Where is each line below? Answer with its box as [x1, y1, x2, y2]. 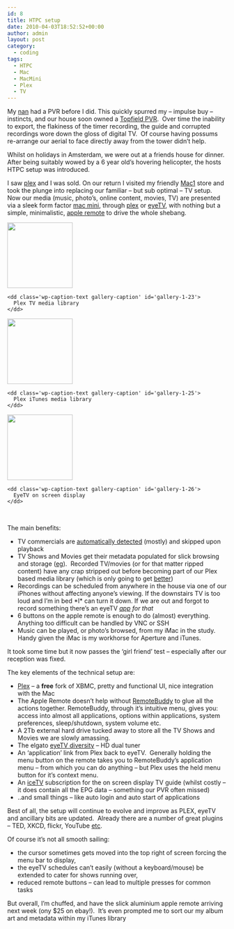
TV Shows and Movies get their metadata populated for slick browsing [17, 553, 219, 561]
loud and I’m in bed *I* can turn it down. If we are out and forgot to [17, 597, 210, 605]
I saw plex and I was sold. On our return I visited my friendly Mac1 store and [7, 179, 224, 187]
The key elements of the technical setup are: [7, 668, 136, 677]
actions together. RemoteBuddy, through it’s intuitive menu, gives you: [17, 704, 218, 712]
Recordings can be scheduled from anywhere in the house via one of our [17, 582, 227, 590]
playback [17, 545, 44, 553]
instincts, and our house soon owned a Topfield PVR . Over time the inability [7, 115, 225, 123]
